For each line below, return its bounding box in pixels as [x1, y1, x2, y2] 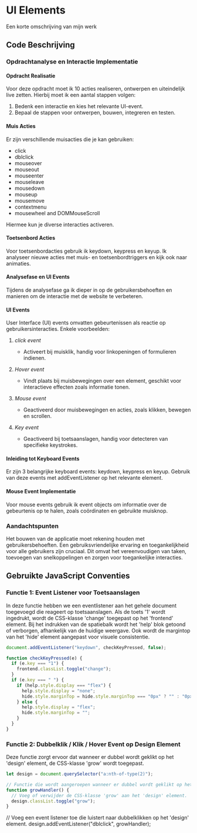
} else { [16, 699, 38, 705]
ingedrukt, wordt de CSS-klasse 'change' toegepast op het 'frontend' [6, 614, 174, 621]
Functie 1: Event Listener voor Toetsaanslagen [6, 588, 140, 597]
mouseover [14, 159, 42, 166]
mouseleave [14, 178, 45, 185]
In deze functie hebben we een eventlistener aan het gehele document [6, 602, 177, 609]
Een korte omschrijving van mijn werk [6, 23, 97, 30]
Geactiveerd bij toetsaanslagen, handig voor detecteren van [23, 436, 168, 443]
